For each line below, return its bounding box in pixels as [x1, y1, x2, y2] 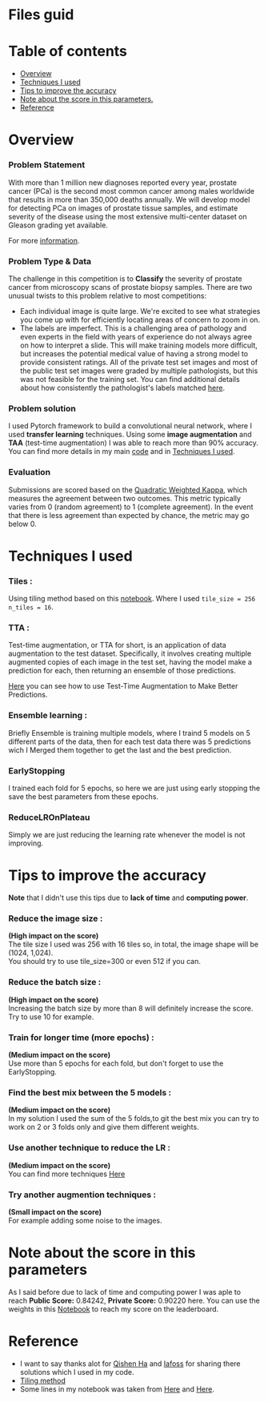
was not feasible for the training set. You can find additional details [19, 374, 240, 384]
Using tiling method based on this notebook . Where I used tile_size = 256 [8, 593, 256, 603]
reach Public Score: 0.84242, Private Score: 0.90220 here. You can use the [8, 1296, 260, 1305]
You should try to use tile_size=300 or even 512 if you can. [8, 957, 202, 966]
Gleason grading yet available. [8, 220, 108, 230]
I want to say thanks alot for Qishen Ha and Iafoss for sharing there [19, 1359, 242, 1368]
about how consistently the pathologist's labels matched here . [19, 383, 226, 392]
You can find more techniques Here [8, 1169, 126, 1179]
